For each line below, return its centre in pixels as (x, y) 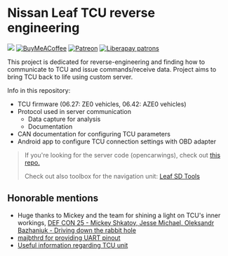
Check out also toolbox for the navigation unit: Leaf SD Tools (112, 176)
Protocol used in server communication (74, 111)
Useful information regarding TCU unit (73, 245)
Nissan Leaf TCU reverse (81, 13)
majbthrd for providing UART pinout (69, 238)
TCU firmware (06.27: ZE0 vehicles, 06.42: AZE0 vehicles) (102, 104)
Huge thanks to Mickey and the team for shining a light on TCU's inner (119, 215)
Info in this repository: (39, 90)
